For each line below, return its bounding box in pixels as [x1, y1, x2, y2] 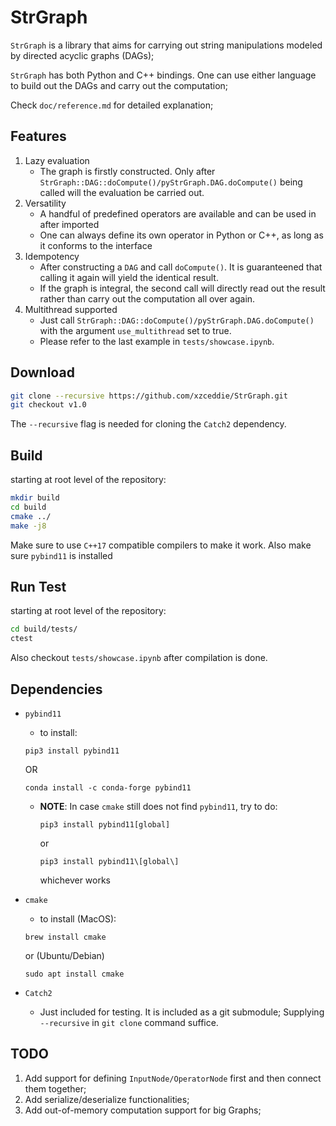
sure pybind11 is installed [10, 549, 113, 561]
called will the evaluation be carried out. [39, 186, 205, 198]
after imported [39, 218, 100, 230]
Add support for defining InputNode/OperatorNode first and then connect [24, 1072, 322, 1084]
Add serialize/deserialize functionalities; [24, 1093, 190, 1105]
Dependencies [10, 681, 103, 698]
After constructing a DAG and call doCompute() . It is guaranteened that [39, 261, 323, 273]
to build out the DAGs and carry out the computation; [10, 79, 229, 91]
